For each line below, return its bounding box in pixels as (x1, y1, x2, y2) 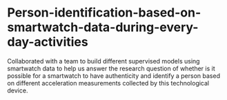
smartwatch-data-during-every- (7, 19, 199, 35)
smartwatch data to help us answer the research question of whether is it (7, 64, 215, 72)
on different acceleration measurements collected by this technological (7, 79, 209, 87)
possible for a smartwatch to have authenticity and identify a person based (7, 71, 221, 80)
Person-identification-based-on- (7, 5, 201, 21)
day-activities (7, 34, 88, 50)
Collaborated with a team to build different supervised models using (7, 57, 200, 65)
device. (7, 86, 28, 94)
